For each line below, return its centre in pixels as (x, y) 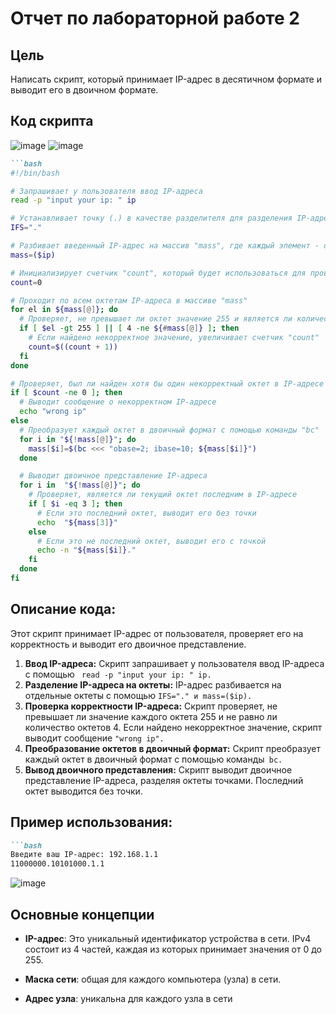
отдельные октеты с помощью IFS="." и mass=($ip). (138, 695)
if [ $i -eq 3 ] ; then (75, 504)
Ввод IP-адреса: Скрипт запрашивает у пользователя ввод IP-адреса (174, 663)
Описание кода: (63, 609)
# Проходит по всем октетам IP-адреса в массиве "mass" (129, 300)
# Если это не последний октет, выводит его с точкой (151, 541)
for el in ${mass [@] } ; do (64, 310)
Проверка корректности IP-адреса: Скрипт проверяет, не (151, 706)
